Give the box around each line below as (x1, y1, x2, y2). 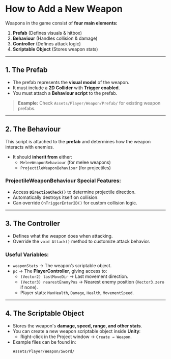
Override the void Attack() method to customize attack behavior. (12, 238, 151, 244)
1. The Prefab (5, 66, 48, 74)
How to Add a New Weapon (5, 3, 123, 15)
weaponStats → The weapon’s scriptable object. (12, 262, 112, 268)
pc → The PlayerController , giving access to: (12, 268, 107, 274)
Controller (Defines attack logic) (12, 40, 81, 46)
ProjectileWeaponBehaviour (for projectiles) (20, 164, 111, 171)
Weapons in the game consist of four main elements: (5, 20, 118, 26)
